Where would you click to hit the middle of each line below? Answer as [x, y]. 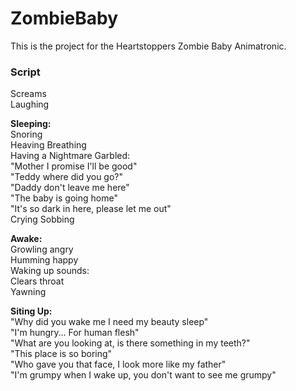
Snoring [26, 134]
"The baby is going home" [64, 198]
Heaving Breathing [48, 145]
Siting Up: [31, 311]
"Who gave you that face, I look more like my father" [118, 364]
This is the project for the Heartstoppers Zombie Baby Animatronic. [148, 46]
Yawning [28, 292]
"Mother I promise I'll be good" [74, 166]
